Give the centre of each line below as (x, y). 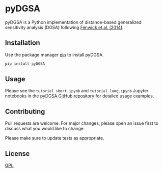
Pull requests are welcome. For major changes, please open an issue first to (82, 123)
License (17, 154)
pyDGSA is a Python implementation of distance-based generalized (73, 22)
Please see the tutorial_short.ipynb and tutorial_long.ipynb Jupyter (77, 91)
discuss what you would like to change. (45, 129)
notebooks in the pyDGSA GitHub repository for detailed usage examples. (80, 96)
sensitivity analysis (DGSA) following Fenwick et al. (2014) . (64, 27)
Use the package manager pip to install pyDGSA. (54, 55)
